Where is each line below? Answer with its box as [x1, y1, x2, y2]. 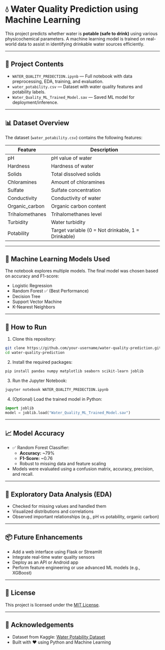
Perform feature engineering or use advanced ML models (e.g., [12, 564, 140, 571]
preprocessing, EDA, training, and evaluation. [12, 78, 104, 84]
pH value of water [51, 154, 92, 161]
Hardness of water [51, 162, 94, 169]
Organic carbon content [51, 202, 107, 209]
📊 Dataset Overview [5, 119, 70, 127]
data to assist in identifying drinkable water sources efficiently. [17, 41, 145, 47]
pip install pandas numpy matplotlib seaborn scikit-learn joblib [5, 369, 144, 374]
